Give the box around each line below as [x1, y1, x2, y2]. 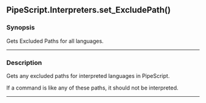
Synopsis [6, 23, 35, 32]
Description [6, 58, 42, 67]
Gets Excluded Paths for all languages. [6, 37, 104, 45]
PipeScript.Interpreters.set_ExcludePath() [6, 5, 171, 15]
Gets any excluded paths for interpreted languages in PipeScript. [6, 72, 170, 79]
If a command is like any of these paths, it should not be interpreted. [6, 84, 179, 91]
